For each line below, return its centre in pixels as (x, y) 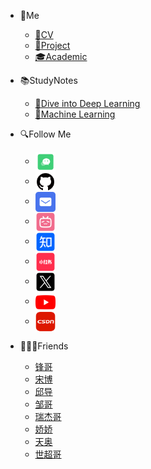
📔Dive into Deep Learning (87, 103)
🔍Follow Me (45, 134)
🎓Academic (61, 56)
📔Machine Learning (75, 114)
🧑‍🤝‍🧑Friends (44, 346)
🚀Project (52, 45)
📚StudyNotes (48, 80)
